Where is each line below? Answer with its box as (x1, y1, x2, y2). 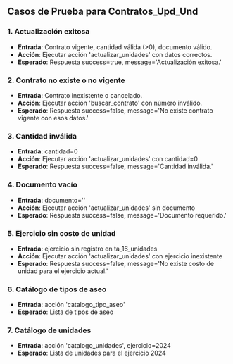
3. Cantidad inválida (7, 131, 77, 141)
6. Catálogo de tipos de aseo (7, 284, 107, 294)
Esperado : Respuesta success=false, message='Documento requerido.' (17, 211, 227, 219)
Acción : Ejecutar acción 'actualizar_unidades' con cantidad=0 (17, 155, 199, 163)
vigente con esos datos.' (17, 113, 89, 122)
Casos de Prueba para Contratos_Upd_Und (7, 6, 199, 18)
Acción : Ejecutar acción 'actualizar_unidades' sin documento (17, 203, 196, 212)
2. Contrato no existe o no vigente (7, 75, 125, 85)
